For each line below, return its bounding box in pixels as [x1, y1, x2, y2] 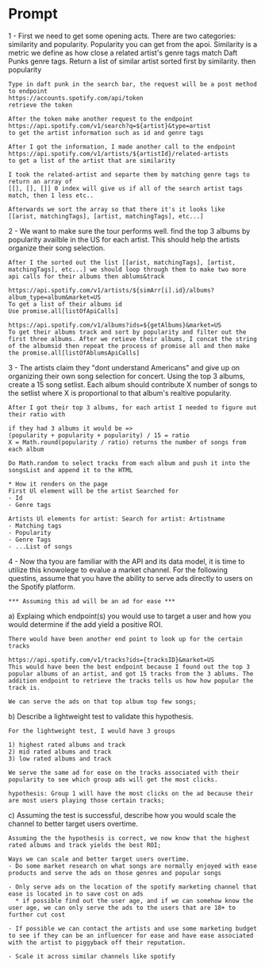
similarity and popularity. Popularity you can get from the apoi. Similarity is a [8, 39, 258, 48]
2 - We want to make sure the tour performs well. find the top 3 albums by [8, 226, 251, 235]
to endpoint [8, 87, 48, 95]
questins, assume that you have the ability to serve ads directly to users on [8, 573, 253, 583]
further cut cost [8, 911, 66, 919]
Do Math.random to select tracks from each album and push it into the [8, 459, 250, 467]
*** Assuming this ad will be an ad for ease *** [8, 597, 176, 605]
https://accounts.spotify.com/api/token [8, 94, 144, 102]
